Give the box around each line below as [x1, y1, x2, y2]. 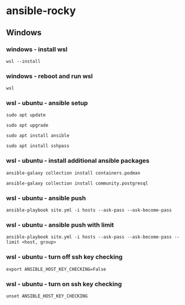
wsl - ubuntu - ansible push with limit [6, 220, 115, 229]
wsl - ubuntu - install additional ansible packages [6, 157, 150, 165]
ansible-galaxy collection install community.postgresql [6, 180, 149, 186]
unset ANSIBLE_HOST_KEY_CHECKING [6, 293, 88, 299]
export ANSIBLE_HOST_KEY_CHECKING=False [6, 266, 107, 272]
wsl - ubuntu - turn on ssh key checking [6, 280, 122, 288]
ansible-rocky [6, 4, 76, 18]
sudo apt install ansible [6, 133, 69, 139]
